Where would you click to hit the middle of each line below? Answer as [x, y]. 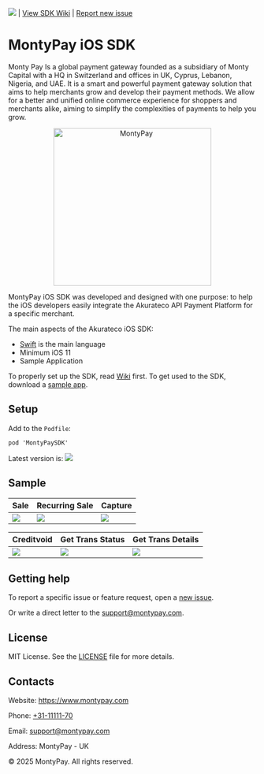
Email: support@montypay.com [59, 731]
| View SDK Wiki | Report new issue [75, 13]
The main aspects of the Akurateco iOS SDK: [81, 329]
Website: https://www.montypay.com [69, 700]
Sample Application [51, 361]
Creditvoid [32, 539]
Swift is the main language [63, 344]
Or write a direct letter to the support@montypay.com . [96, 613]
